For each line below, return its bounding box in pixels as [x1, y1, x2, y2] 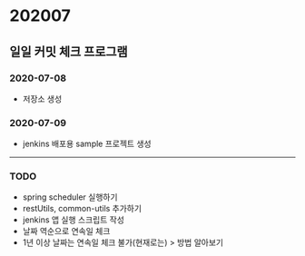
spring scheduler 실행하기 [22, 192, 118, 202]
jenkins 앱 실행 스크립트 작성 [22, 214, 125, 225]
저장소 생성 [22, 93, 63, 104]
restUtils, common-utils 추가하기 [22, 203, 143, 214]
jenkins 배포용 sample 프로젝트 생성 [22, 138, 152, 150]
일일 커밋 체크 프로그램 [9, 44, 129, 59]
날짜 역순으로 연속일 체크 [22, 226, 111, 237]
